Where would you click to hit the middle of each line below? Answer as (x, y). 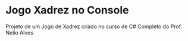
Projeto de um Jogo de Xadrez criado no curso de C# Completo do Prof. (94, 26)
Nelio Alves (20, 32)
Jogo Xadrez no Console (67, 10)
